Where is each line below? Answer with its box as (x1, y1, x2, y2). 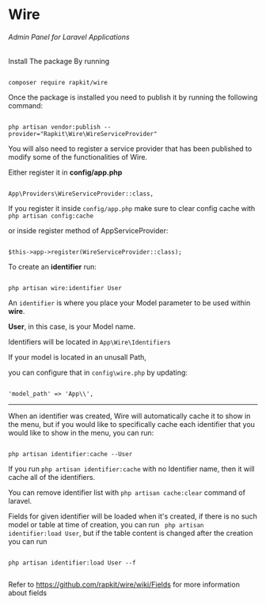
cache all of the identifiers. (8, 473, 96, 482)
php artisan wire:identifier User (8, 285, 123, 293)
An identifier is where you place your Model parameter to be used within (8, 298, 251, 308)
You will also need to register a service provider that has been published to (8, 144, 253, 153)
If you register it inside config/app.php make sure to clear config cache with (8, 204, 256, 213)
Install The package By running (8, 57, 110, 66)
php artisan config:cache (8, 212, 93, 221)
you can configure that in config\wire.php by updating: (8, 368, 188, 377)
